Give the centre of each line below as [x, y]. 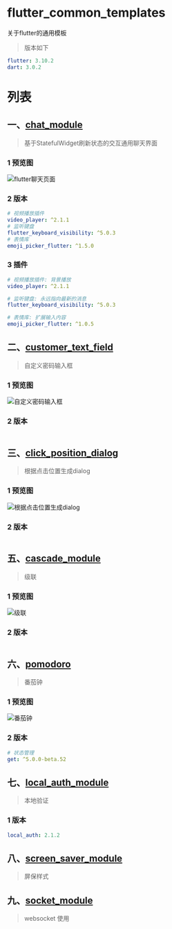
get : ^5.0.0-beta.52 [37, 759]
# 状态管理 [21, 753]
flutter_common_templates [86, 13]
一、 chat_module [45, 125]
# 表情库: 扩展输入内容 [37, 318]
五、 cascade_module [54, 559]
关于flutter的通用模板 [37, 33]
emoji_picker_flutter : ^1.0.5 [51, 324]
